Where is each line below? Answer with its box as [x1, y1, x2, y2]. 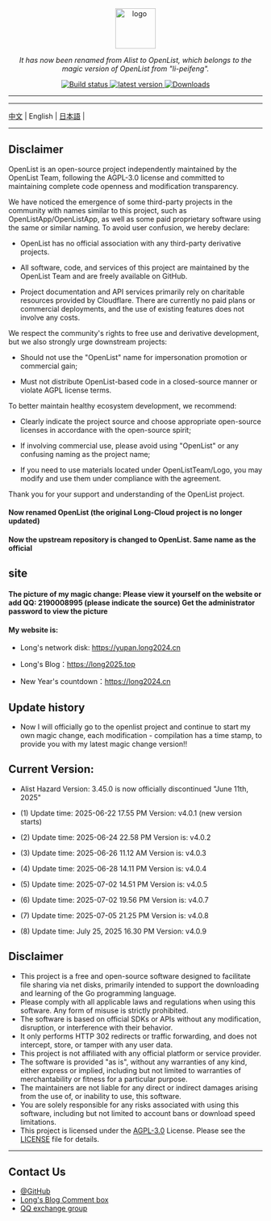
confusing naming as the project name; [19, 449, 151, 459]
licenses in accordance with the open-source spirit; [19, 425, 192, 434]
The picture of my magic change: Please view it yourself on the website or [8, 589, 262, 598]
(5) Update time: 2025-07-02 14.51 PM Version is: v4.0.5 [19, 879, 208, 889]
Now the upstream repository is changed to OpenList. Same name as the [8, 535, 256, 544]
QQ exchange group [19, 1203, 88, 1214]
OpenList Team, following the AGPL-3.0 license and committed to [8, 173, 225, 183]
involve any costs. [19, 313, 81, 322]
